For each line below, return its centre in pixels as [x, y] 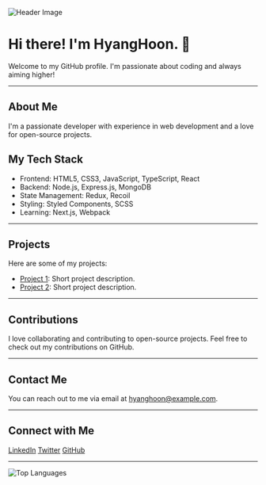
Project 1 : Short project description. [77, 279]
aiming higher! [32, 74]
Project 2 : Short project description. [78, 287]
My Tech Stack [46, 160]
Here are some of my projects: [58, 264]
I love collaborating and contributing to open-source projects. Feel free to [128, 339]
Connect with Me [51, 431]
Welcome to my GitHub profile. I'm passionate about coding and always [125, 66]
